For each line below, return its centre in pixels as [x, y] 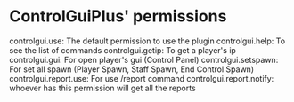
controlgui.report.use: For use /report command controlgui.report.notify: [142, 78]
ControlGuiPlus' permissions [118, 16]
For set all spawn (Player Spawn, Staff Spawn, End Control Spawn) [132, 69]
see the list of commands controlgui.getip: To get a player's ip [122, 50]
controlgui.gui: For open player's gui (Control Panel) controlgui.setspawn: [144, 59]
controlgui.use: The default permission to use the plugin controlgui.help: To [147, 41]
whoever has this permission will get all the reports [102, 88]
